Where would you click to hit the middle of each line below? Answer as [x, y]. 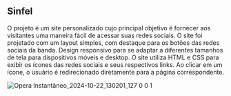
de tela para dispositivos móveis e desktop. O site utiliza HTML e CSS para [113, 57]
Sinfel [20, 11]
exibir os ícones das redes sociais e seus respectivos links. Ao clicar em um [115, 64]
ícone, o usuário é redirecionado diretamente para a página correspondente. [116, 72]
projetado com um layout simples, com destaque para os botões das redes [113, 42]
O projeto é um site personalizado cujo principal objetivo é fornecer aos [109, 28]
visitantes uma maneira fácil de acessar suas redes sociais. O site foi [105, 35]
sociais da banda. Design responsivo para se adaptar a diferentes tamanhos [115, 50]
